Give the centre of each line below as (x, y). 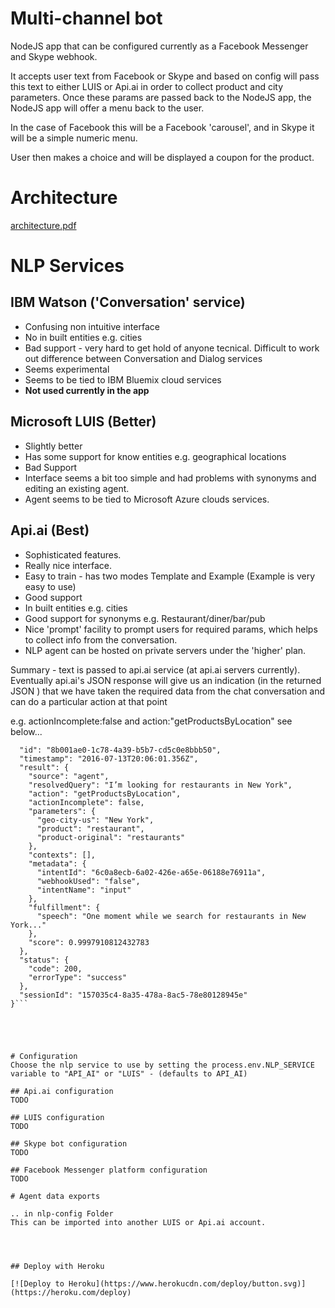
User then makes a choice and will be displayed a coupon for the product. (162, 157)
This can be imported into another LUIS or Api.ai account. (138, 1222)
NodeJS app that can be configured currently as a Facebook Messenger (159, 46)
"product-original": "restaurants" (111, 837)
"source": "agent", (69, 776)
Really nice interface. (68, 565)
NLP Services (67, 266)
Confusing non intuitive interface (92, 326)
